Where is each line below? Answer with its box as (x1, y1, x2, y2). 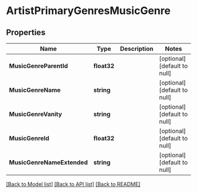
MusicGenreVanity (9, 110, 63, 118)
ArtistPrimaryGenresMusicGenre (6, 4, 171, 18)
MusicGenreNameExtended (9, 158, 88, 166)
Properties (6, 27, 46, 37)
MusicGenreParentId (9, 62, 69, 70)
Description (120, 45, 154, 53)
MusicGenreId (9, 135, 50, 142)
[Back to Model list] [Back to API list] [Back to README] (6, 181, 141, 188)
